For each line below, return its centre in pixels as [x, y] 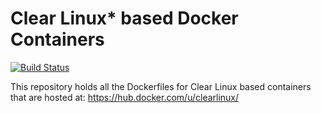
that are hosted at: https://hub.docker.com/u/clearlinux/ [125, 97]
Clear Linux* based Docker [124, 18]
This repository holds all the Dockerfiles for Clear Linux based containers [161, 86]
